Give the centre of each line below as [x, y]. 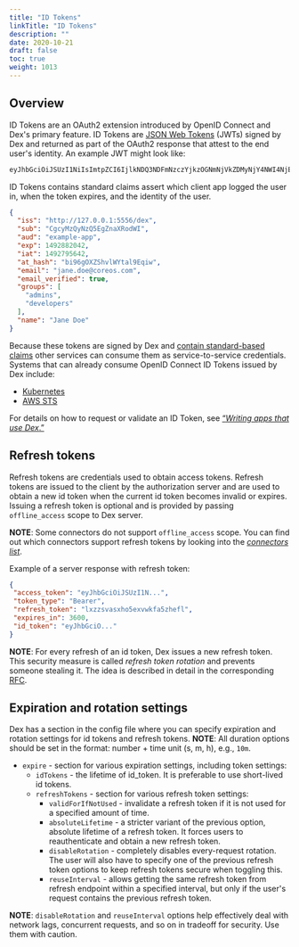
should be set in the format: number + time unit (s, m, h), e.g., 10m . [130, 748]
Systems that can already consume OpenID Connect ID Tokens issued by [143, 364]
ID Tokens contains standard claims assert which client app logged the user [148, 186]
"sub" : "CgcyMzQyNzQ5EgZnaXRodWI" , [83, 229]
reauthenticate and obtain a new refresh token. [134, 841]
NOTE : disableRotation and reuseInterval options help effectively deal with [149, 916]
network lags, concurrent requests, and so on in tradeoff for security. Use [145, 925]
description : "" [39, 34]
